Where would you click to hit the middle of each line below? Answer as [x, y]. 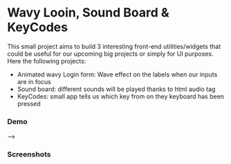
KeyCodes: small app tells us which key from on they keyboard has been [121, 96]
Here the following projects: [47, 61]
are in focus [34, 81]
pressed [29, 103]
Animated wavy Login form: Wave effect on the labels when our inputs [117, 74]
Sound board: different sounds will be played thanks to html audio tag [116, 89]
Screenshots [29, 154]
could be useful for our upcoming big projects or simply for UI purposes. [110, 54]
